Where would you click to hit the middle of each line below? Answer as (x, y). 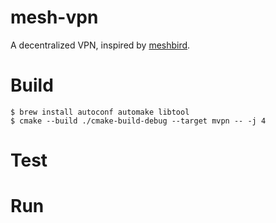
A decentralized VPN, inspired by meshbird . (100, 45)
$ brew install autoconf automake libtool (100, 112)
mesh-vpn (54, 17)
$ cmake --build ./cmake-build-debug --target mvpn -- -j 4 (138, 121)
